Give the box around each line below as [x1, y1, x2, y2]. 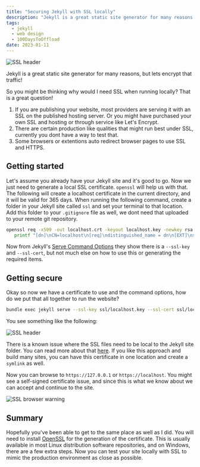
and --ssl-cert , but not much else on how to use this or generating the [6, 249, 181, 257]
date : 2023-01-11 [6, 42, 49, 48]
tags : [6, 20, 20, 26]
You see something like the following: [6, 318, 98, 325]
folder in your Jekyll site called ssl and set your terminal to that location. [6, 202, 184, 210]
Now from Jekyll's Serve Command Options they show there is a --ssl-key [6, 243, 190, 250]
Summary [6, 413, 43, 423]
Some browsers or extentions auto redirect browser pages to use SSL [14, 137, 186, 145]
